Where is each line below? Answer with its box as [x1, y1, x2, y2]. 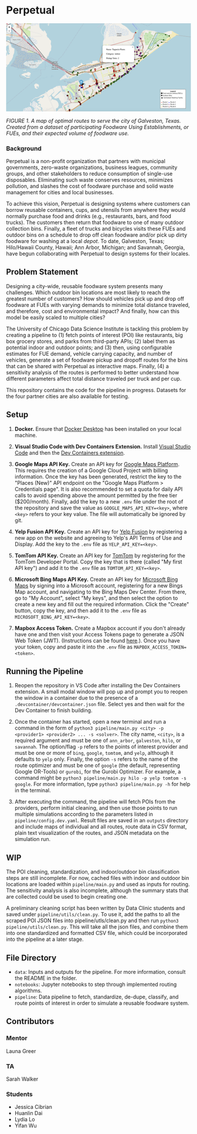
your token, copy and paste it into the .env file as [14, 643, 133, 650]
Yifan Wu [14, 1122, 37, 1129]
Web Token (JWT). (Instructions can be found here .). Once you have [14, 637, 181, 644]
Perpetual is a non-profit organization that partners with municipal [6, 157, 166, 164]
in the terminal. [14, 787, 51, 794]
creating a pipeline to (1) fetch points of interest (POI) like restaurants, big [6, 331, 184, 338]
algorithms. [14, 987, 42, 994]
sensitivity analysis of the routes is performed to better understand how [6, 369, 179, 376]
